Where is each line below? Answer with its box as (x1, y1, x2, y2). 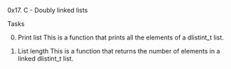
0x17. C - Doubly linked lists (7, 6, 88, 14)
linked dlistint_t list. (17, 54, 74, 63)
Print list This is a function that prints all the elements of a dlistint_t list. (17, 33, 224, 42)
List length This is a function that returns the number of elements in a (17, 47, 220, 55)
